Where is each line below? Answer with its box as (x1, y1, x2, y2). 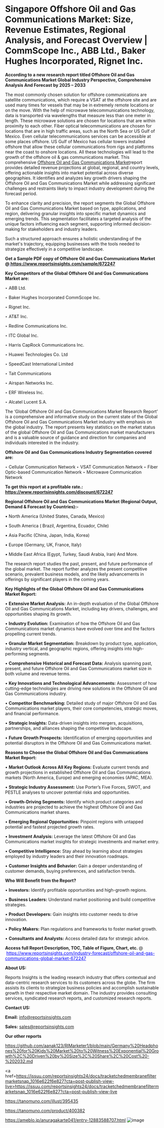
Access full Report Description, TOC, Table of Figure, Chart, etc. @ (5, 945, 143, 951)
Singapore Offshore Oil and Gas (5, 3, 136, 15)
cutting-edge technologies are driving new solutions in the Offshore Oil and (5, 685, 157, 691)
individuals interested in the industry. (5, 440, 80, 446)
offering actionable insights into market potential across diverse (5, 170, 134, 175)
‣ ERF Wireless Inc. (5, 389, 44, 395)
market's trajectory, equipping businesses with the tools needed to (5, 241, 140, 247)
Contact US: (5, 1004, 30, 1010)
